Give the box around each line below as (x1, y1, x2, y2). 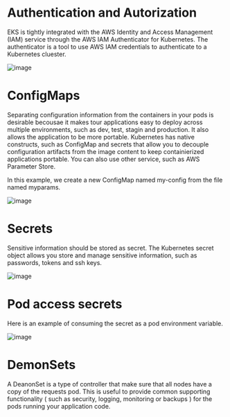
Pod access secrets (7, 296, 123, 312)
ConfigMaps (7, 88, 80, 103)
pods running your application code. (7, 402, 111, 410)
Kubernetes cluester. (7, 50, 67, 58)
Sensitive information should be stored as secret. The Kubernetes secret (7, 244, 214, 252)
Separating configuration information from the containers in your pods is (7, 110, 214, 119)
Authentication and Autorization (7, 5, 197, 21)
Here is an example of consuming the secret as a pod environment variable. (7, 319, 224, 327)
